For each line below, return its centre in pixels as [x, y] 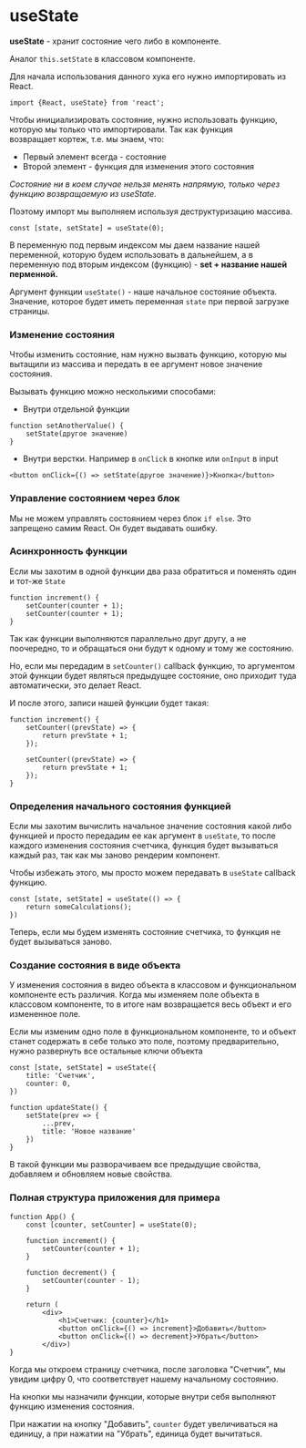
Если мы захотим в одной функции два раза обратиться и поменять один [153, 571]
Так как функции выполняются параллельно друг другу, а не [128, 638]
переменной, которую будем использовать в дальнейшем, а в [131, 254]
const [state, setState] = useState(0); [87, 228]
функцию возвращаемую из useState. [83, 193]
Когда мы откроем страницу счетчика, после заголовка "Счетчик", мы [148, 1369]
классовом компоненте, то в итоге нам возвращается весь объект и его [151, 1004]
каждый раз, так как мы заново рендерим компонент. [115, 855]
